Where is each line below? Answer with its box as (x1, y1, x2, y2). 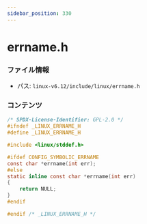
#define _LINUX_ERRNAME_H (7, 129, 81, 137)
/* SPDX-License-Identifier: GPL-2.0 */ (7, 117, 124, 124)
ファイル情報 (7, 65, 50, 74)
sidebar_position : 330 (7, 10, 72, 17)
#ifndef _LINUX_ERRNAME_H (7, 123, 81, 130)
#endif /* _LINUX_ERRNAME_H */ (7, 210, 96, 217)
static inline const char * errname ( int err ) (7, 173, 136, 180)
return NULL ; (19, 186, 57, 193)
